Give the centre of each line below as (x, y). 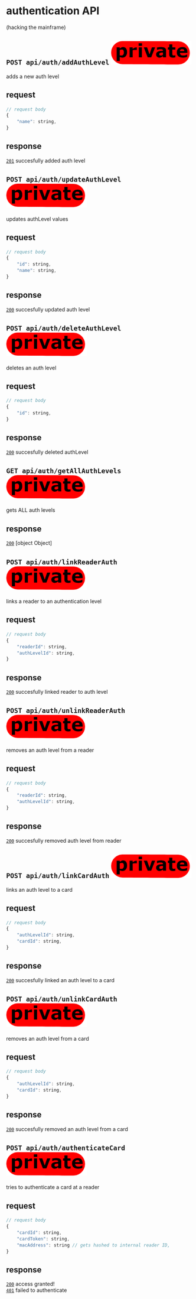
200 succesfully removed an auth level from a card (67, 1129)
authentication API (53, 11)
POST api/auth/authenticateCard (66, 1148)
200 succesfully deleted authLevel (47, 452)
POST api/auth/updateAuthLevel (64, 180)
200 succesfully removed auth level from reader (64, 840)
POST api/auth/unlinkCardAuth (62, 999)
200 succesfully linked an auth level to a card (61, 980)
